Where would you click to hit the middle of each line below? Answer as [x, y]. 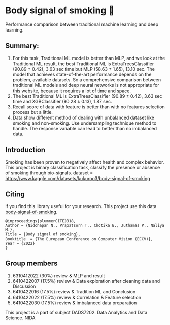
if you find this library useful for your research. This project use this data [81, 206]
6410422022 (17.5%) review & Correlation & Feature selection [77, 298]
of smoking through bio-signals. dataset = [49, 173]
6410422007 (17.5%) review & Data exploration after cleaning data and [86, 281]
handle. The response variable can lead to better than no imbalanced [85, 128]
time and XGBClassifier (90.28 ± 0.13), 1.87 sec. [62, 101]
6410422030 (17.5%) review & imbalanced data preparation [75, 303]
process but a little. [33, 112]
